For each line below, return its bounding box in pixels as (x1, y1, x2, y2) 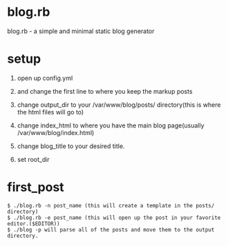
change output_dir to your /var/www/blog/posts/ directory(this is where (17, 101, 221, 109)
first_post (7, 180, 64, 195)
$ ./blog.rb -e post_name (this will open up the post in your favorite (7, 214, 221, 221)
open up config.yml (17, 74, 73, 82)
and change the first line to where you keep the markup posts (17, 87, 193, 95)
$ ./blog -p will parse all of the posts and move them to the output (7, 226, 215, 233)
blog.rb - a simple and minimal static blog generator (7, 27, 155, 35)
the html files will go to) (17, 107, 84, 116)
